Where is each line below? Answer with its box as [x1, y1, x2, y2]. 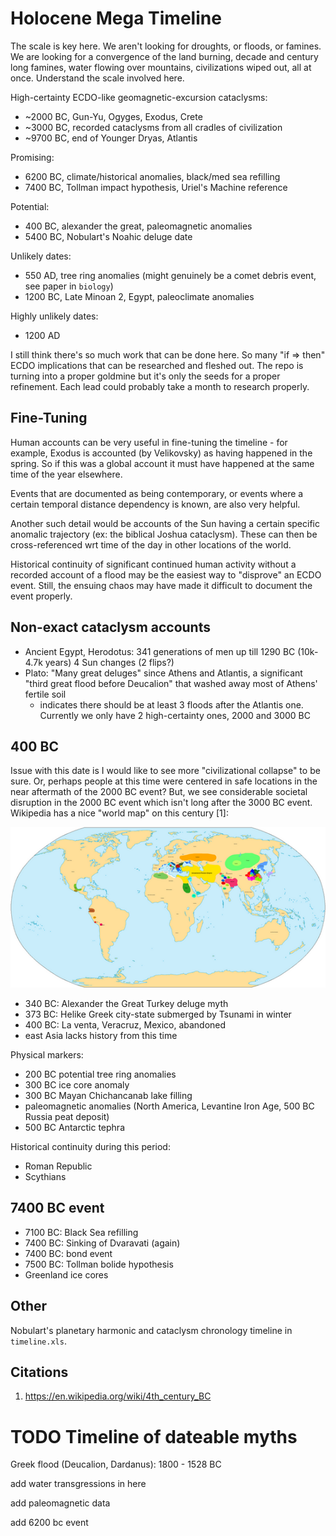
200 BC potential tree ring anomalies [24, 1068, 177, 1080]
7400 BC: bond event [24, 1247, 113, 1259]
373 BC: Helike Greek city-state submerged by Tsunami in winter [24, 1008, 292, 1020]
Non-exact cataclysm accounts [10, 619, 211, 636]
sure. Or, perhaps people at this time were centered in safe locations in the [10, 775, 318, 787]
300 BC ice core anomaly [24, 1078, 130, 1091]
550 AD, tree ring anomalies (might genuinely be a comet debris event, [24, 269, 317, 281]
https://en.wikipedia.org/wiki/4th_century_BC [24, 1390, 212, 1402]
